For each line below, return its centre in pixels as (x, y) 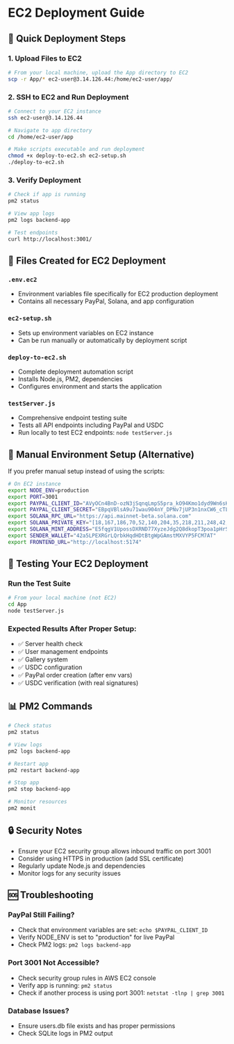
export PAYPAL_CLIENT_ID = (45, 503)
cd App (17, 604)
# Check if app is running (47, 195)
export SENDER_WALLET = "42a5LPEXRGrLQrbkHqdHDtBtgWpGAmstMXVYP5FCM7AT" (112, 536)
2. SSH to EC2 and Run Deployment (68, 97)
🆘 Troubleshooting (51, 895)
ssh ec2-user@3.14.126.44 (45, 118)
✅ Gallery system (43, 659)
